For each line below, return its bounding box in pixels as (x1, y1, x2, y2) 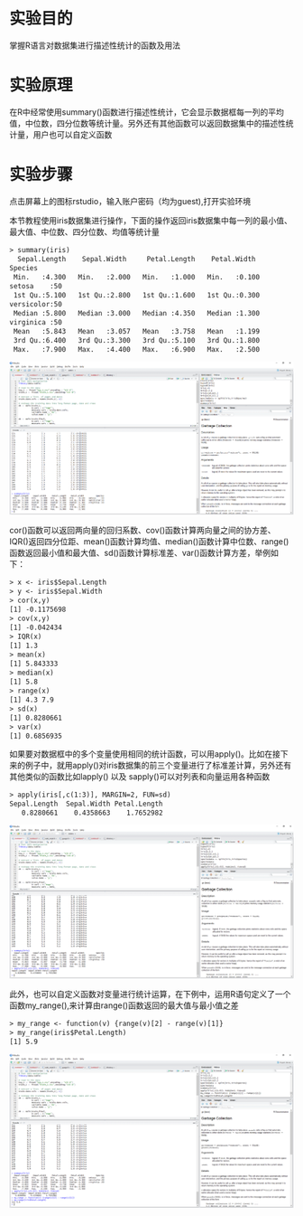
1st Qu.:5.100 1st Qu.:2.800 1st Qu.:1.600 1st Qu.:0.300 (13, 290, 260, 299)
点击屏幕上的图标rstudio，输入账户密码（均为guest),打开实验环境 (9, 195, 252, 206)
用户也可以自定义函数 (32, 128, 113, 140)
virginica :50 (9, 317, 63, 326)
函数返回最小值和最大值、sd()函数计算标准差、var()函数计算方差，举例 (9, 548, 271, 559)
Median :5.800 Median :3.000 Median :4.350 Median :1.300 (13, 308, 260, 317)
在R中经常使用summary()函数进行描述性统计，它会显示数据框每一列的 (9, 106, 269, 118)
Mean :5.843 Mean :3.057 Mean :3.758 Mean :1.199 (13, 326, 260, 335)
